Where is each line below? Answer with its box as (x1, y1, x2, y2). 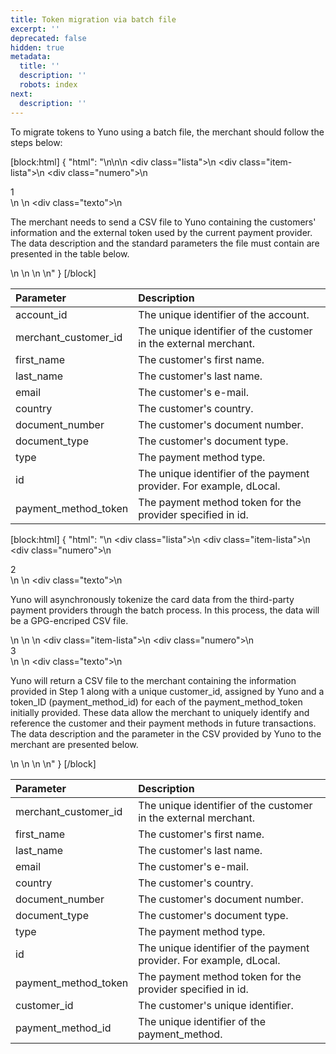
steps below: (10, 136, 63, 148)
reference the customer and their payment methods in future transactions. (10, 717, 317, 729)
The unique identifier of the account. (138, 307, 310, 321)
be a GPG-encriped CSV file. (10, 614, 129, 626)
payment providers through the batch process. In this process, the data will (10, 604, 320, 616)
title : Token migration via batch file (10, 14, 177, 25)
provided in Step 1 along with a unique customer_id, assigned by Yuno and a (10, 685, 325, 697)
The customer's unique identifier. (138, 998, 294, 1012)
